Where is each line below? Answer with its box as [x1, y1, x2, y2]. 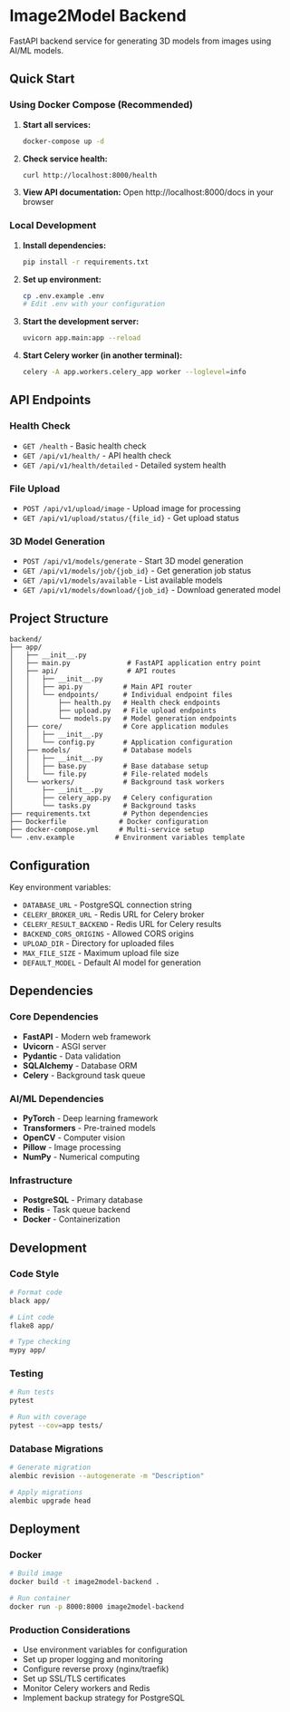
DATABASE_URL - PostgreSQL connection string [22, 899, 192, 910]
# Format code [9, 1288, 63, 1297]
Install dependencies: [22, 239, 107, 250]
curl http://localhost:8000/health [22, 170, 158, 179]
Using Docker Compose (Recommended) [9, 99, 193, 111]
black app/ [9, 1296, 51, 1305]
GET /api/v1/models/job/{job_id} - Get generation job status [22, 566, 252, 576]
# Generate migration [9, 1463, 92, 1473]
